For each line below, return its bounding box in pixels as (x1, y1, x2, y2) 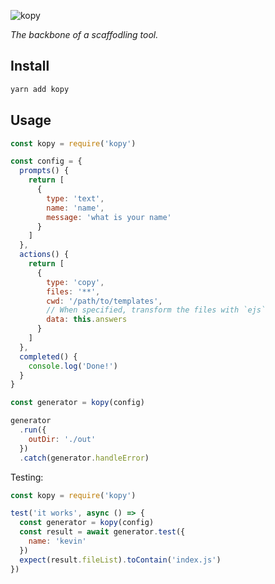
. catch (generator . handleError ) (19, 453, 150, 463)
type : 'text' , (46, 193, 105, 204)
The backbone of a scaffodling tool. (10, 29, 159, 40)
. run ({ (19, 425, 47, 435)
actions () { (19, 250, 70, 260)
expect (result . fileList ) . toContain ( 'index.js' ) (19, 555, 222, 565)
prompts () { (19, 166, 70, 176)
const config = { (10, 156, 83, 167)
